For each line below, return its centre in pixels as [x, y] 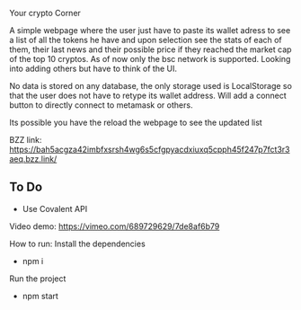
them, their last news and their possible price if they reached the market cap [150, 49]
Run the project [38, 279]
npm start [40, 296]
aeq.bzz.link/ [33, 159]
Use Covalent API [55, 208]
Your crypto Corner [45, 13]
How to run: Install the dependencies [77, 244]
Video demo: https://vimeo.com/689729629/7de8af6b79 [115, 226]
